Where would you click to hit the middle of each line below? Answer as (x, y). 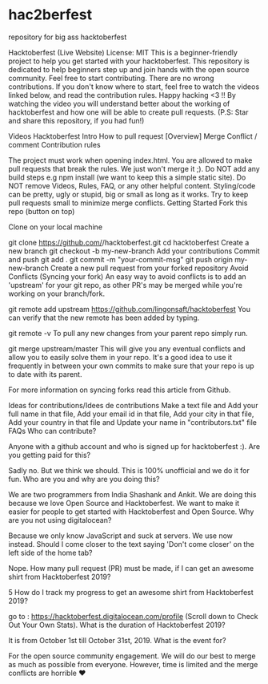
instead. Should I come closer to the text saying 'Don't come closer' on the (131, 544)
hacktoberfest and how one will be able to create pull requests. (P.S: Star (128, 112)
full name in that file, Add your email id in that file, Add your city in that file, (131, 414)
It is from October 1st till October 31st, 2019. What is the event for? (117, 640)
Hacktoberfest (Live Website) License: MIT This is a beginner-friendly (123, 52)
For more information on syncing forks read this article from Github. (120, 390)
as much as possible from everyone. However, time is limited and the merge (133, 664)
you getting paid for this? (49, 455)
